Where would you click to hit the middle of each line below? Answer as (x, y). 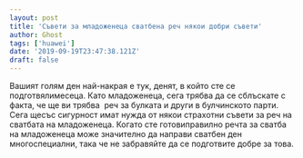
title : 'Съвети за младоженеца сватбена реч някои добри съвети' (136, 26)
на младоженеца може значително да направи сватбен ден (126, 134)
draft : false (34, 60)
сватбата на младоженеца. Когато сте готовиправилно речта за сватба (148, 124)
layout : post (34, 18)
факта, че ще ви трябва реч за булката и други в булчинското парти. (144, 105)
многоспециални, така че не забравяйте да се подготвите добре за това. (151, 143)
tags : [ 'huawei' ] (42, 43)
